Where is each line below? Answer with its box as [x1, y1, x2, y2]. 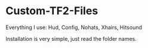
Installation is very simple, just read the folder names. [5, 35, 137, 42]
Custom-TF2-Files [5, 4, 98, 18]
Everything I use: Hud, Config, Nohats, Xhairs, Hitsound [5, 24, 143, 31]
